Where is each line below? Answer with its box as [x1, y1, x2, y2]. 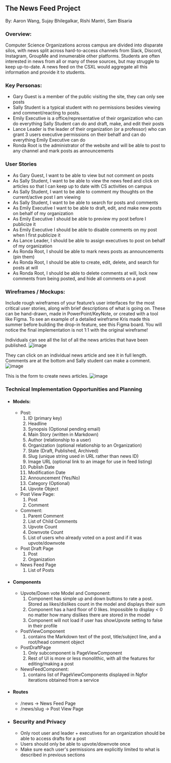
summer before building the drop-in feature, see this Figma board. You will [5, 321, 162, 328]
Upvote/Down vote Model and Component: [20, 590, 111, 596]
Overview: [5, 30, 32, 37]
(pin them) [12, 253, 35, 260]
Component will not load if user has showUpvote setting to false [28, 617, 163, 623]
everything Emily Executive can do [12, 137, 86, 143]
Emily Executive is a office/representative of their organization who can [12, 115, 163, 122]
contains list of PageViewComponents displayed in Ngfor [28, 672, 148, 678]
